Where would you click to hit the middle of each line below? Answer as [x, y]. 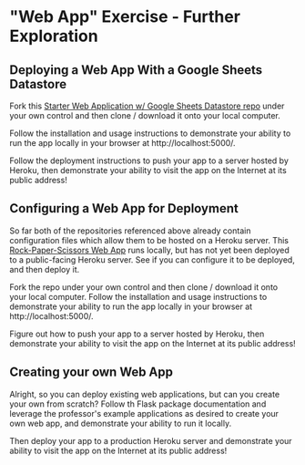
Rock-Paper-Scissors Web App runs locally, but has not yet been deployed [149, 250]
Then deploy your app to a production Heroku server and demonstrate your [151, 440]
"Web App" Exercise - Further [125, 17]
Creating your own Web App [91, 372]
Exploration [54, 36]
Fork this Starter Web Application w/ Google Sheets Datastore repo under [147, 106]
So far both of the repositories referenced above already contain [130, 231]
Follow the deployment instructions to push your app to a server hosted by [149, 160]
